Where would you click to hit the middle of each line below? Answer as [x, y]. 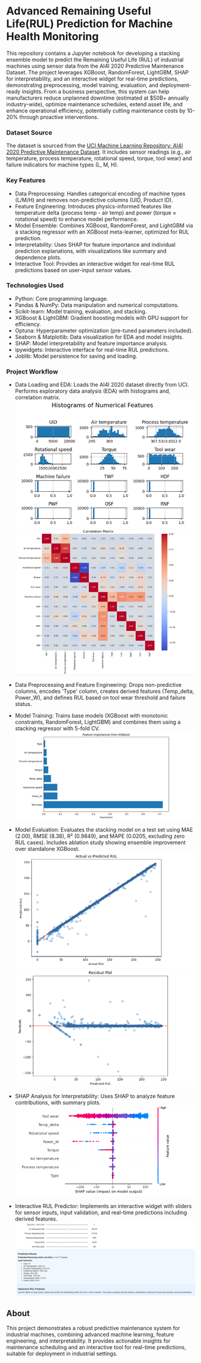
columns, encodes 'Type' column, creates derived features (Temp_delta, [104, 691]
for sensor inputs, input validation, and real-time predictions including [101, 1213]
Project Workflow [32, 372]
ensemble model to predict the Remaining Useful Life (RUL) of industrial [95, 59]
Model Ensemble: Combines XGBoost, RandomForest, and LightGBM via [104, 225]
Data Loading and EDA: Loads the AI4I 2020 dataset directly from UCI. [102, 385]
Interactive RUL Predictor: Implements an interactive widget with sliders [103, 1206]
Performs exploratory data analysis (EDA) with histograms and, [93, 391]
